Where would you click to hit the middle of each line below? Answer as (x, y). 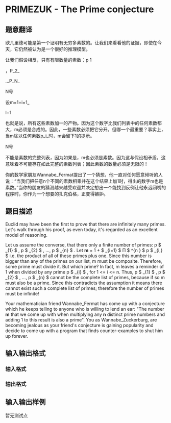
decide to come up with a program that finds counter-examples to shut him (84, 331)
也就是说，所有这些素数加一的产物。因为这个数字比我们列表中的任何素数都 (83, 123)
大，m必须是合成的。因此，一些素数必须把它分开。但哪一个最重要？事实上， (86, 129)
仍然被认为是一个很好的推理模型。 (54, 49)
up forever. (17, 336)
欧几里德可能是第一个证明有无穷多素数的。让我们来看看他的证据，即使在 (81, 43)
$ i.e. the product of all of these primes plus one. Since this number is (79, 256)
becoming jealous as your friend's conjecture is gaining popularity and (80, 325)
